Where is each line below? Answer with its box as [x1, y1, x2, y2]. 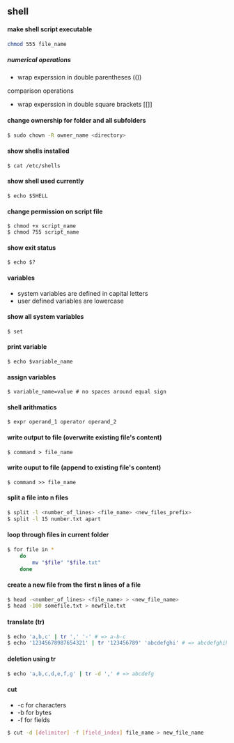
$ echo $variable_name [7, 358, 73, 365]
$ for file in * [7, 546, 54, 553]
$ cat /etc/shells [7, 162, 61, 170]
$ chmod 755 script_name [7, 229, 79, 236]
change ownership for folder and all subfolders [7, 117, 146, 125]
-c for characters [17, 700, 67, 709]
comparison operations [7, 87, 75, 95]
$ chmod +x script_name [7, 223, 77, 230]
